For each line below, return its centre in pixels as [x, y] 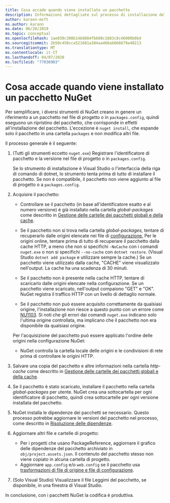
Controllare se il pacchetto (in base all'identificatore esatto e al [85, 204]
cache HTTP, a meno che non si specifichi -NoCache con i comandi [89, 246]
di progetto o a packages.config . [46, 185]
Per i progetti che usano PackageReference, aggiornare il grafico [88, 443]
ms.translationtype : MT [30, 48]
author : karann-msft [27, 19]
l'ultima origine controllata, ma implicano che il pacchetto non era [88, 320]
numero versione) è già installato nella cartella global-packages [87, 210]
